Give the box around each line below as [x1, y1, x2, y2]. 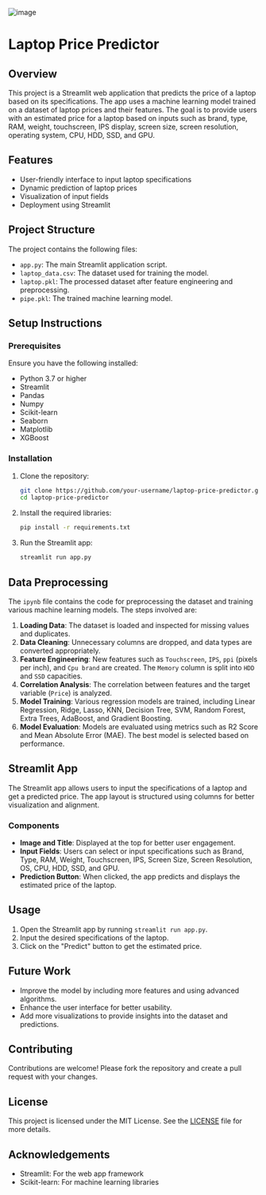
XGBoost [19, 433, 49, 443]
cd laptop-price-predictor [19, 494, 110, 502]
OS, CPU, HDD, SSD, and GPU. [19, 864, 120, 873]
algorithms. [19, 994, 57, 1003]
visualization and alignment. [8, 800, 100, 810]
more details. [8, 1125, 52, 1134]
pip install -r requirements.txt [19, 524, 131, 532]
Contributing [8, 1043, 73, 1056]
